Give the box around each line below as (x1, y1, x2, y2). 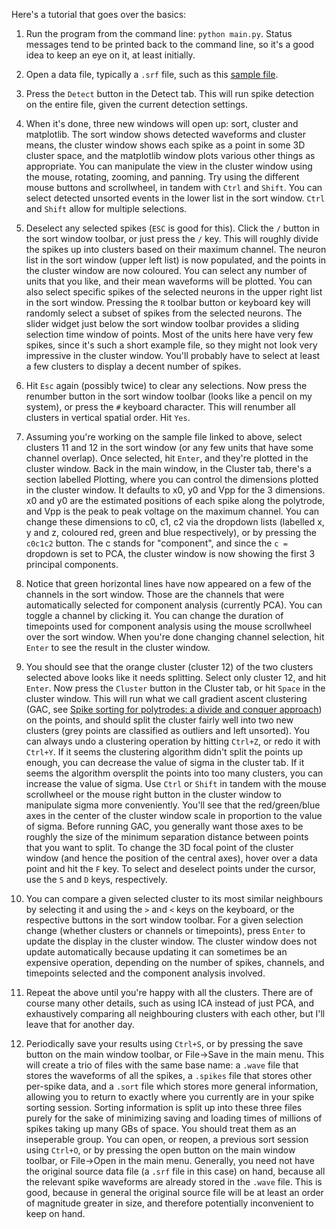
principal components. (25, 559, 119, 570)
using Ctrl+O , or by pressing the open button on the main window (25, 1144, 296, 1156)
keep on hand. (25, 1208, 86, 1219)
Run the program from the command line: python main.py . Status (25, 28, 293, 39)
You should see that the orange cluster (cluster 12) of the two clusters (25, 661, 314, 673)
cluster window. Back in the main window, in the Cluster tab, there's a (25, 463, 313, 474)
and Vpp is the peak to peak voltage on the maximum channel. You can (25, 505, 320, 517)
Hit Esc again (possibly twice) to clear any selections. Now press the (25, 380, 308, 391)
